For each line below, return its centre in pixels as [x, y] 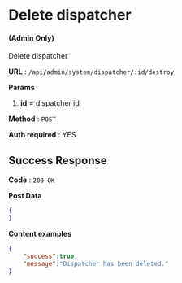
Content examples [40, 233]
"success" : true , [51, 256]
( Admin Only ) [31, 37]
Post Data [25, 196]
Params [22, 88]
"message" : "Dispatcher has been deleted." [96, 263]
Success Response [58, 160]
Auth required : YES [42, 135]
